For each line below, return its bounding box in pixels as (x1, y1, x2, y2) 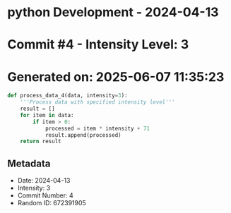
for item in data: (20, 111, 74, 118)
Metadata (7, 157, 51, 169)
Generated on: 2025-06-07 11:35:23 (7, 68, 225, 85)
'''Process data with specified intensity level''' (20, 99, 175, 106)
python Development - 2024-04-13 (7, 4, 219, 20)
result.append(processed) (45, 131, 122, 138)
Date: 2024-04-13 (17, 176, 71, 185)
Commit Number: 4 (17, 191, 73, 200)
